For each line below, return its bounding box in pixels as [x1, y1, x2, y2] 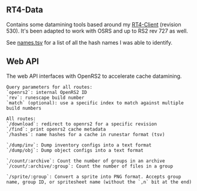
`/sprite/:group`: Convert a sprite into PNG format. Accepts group [6, 174, 181, 180]
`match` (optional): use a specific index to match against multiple [6, 99, 184, 106]
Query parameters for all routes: [6, 84, 93, 90]
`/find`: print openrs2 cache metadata [6, 126, 106, 132]
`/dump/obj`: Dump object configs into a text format [6, 147, 144, 153]
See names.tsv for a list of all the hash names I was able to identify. [6, 39, 173, 46]
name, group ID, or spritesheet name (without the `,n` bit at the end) [6, 179, 192, 185]
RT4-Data [6, 5, 43, 15]
